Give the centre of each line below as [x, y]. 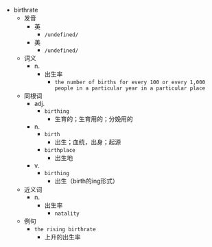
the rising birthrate [65, 229]
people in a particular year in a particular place [130, 88]
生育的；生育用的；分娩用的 [94, 119]
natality [67, 213]
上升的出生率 [62, 237]
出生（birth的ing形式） [86, 181]
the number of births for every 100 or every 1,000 [130, 82]
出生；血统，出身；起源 [88, 142]
